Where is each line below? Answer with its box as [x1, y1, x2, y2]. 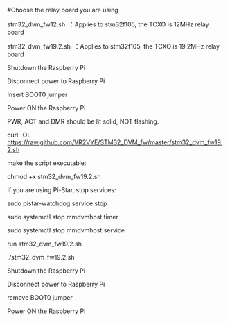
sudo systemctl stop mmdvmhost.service [7, 226, 125, 235]
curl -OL [7, 131, 31, 139]
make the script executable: [7, 159, 87, 167]
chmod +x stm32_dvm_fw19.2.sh [7, 173, 102, 180]
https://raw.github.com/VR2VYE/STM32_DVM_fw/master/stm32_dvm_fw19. [7, 138, 223, 146]
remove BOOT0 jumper [7, 294, 73, 301]
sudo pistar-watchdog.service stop [7, 199, 107, 207]
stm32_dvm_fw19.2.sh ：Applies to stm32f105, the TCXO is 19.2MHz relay [7, 42, 220, 51]
